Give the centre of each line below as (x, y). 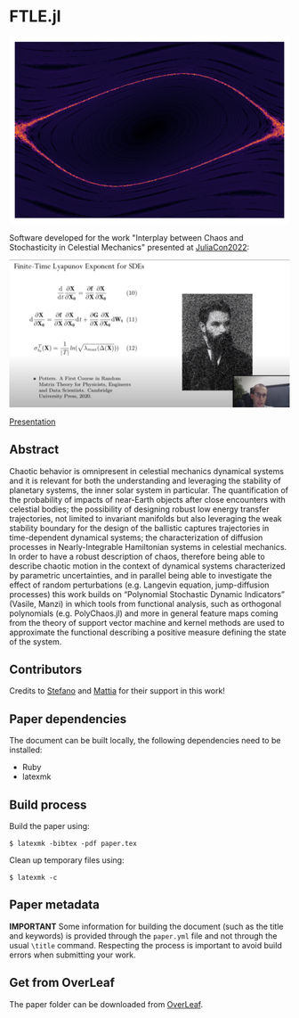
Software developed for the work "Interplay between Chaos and (126, 237)
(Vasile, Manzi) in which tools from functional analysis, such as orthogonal (145, 603)
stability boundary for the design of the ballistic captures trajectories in (139, 528)
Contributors (46, 669)
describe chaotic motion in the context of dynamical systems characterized (148, 566)
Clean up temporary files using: (67, 860)
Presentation (32, 422)
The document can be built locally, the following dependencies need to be (145, 741)
